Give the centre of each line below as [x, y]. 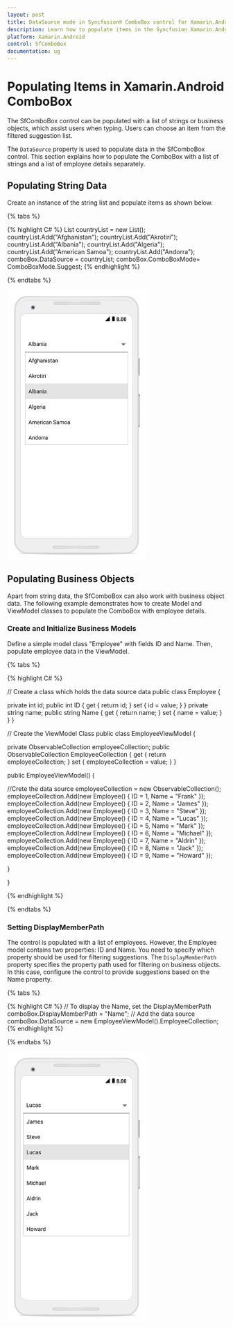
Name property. [30, 980]
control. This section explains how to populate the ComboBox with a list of [113, 156]
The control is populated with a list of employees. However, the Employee [112, 943]
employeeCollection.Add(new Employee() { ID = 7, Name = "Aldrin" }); [106, 840]
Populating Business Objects [71, 579]
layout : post [26, 15]
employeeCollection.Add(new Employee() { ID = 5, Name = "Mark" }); [106, 826]
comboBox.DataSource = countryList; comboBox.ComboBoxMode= [104, 259]
